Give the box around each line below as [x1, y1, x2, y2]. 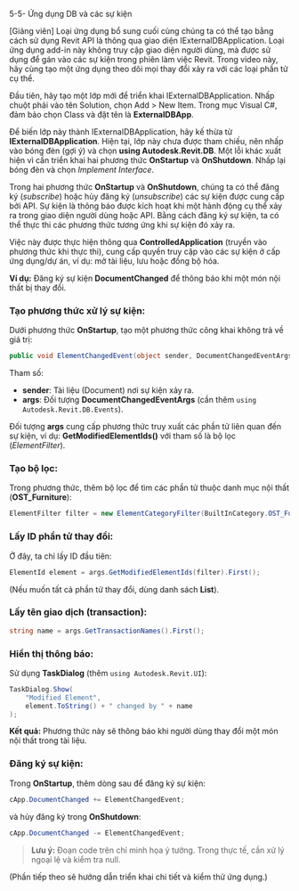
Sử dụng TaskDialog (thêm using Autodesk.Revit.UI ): [9, 667, 207, 678]
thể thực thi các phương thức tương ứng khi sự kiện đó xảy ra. [9, 219, 236, 230]
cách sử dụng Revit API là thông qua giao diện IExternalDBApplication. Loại [9, 36, 285, 45]
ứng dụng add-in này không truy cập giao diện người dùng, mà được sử [9, 45, 271, 55]
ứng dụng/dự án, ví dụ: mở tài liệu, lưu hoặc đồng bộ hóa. [9, 256, 220, 266]
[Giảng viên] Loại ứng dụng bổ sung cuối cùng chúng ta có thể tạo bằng [9, 26, 274, 36]
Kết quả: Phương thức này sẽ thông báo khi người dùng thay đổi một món [9, 726, 279, 737]
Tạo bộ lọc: [9, 462, 58, 475]
